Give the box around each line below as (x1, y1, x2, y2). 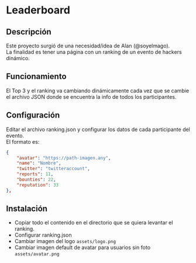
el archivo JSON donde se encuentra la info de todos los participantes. (6, 93, 177, 100)
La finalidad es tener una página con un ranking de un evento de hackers (6, 49, 183, 56)
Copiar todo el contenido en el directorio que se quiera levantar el (14, 219, 173, 226)
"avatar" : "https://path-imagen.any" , (16, 155, 111, 161)
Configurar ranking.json (14, 231, 72, 238)
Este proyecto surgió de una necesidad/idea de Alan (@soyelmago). (6, 42, 170, 49)
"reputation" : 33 (16, 182, 59, 188)
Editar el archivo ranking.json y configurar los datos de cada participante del (6, 126, 190, 133)
